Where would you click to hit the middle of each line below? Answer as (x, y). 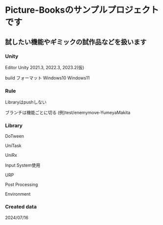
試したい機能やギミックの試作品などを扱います (76, 42)
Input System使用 (23, 165)
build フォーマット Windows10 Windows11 (47, 78)
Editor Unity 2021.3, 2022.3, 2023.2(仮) (45, 67)
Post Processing (22, 185)
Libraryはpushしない (26, 102)
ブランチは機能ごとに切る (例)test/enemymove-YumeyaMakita (68, 113)
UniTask (13, 146)
